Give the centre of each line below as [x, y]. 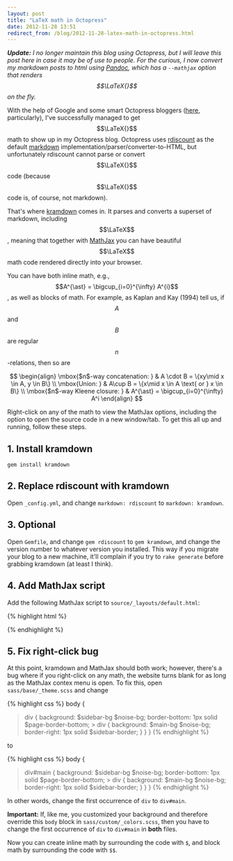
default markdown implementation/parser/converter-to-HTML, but [102, 147]
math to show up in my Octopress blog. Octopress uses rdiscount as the [111, 139]
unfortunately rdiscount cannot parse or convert [76, 155]
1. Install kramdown [50, 449]
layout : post [26, 14]
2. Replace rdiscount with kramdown [88, 486]
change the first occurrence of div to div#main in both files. [92, 829]
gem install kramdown [39, 465]
